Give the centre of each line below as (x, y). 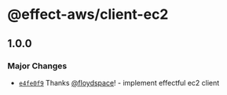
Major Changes (37, 66)
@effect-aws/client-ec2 (88, 15)
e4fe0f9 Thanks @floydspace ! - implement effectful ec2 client (119, 82)
